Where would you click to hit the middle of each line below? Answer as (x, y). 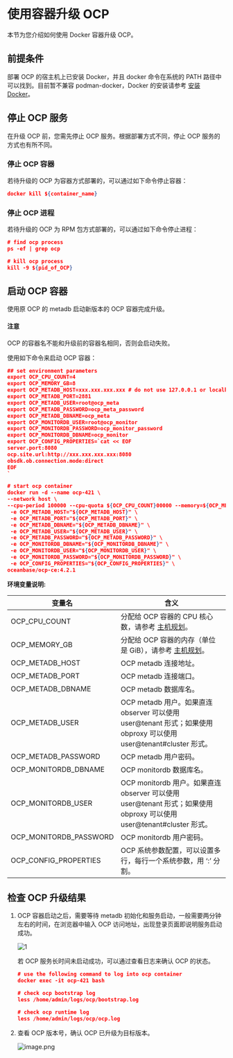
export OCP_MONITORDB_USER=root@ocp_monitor (72, 422)
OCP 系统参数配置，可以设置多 (171, 850)
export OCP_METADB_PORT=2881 (49, 397)
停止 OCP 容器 (31, 164)
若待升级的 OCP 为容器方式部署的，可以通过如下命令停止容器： (97, 180)
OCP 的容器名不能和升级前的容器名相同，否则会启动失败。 (90, 343)
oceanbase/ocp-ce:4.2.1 (42, 570)
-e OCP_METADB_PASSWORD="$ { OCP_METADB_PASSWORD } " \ (86, 538)
